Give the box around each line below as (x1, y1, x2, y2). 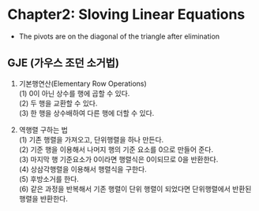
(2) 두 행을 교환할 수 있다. (18, 98, 98, 108)
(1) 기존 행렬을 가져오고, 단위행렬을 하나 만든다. (18, 135, 164, 144)
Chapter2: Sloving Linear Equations (7, 6, 246, 24)
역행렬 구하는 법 (18, 124, 68, 135)
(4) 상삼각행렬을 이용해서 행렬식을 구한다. (18, 164, 147, 174)
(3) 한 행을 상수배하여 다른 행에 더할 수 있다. (18, 108, 155, 117)
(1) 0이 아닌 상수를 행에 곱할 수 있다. (18, 88, 130, 98)
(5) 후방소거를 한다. (18, 174, 80, 183)
